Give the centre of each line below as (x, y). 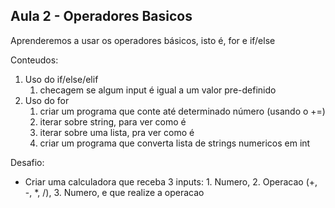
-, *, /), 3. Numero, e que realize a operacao (114, 192)
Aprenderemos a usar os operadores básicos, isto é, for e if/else (143, 40)
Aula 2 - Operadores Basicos (101, 16)
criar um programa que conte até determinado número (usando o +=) (182, 111)
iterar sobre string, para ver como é (113, 121)
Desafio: (27, 162)
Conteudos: (34, 60)
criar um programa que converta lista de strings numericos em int (175, 143)
